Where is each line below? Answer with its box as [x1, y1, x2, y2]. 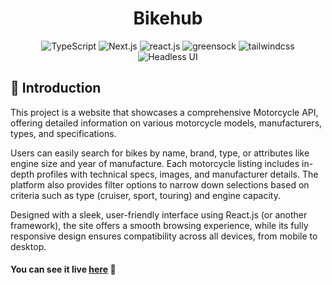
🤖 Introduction [10, 80, 102, 97]
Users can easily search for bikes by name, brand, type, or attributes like [10, 147, 310, 159]
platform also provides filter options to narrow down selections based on [10, 178, 310, 191]
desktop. [10, 240, 47, 252]
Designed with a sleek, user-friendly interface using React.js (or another [10, 208, 308, 221]
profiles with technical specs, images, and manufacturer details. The [36, 168, 319, 180]
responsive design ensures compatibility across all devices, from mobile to [10, 230, 318, 242]
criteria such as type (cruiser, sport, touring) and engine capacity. [10, 189, 281, 201]
